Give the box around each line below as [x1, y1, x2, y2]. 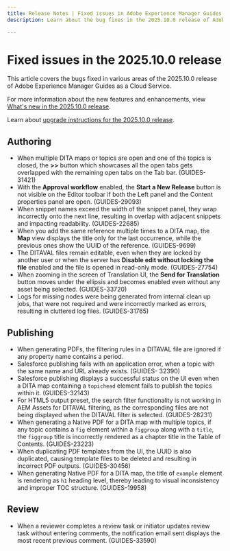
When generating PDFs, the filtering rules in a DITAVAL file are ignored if [16, 345, 221, 353]
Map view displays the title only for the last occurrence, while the [16, 234, 202, 242]
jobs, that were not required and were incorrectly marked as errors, [16, 300, 207, 308]
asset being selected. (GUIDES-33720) [16, 285, 127, 294]
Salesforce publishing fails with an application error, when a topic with [16, 360, 215, 368]
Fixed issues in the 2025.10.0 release [7, 52, 222, 67]
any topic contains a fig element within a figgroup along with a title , [16, 425, 214, 434]
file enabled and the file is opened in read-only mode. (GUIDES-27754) [16, 263, 218, 272]
